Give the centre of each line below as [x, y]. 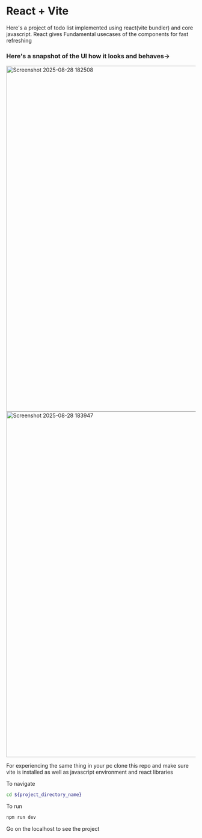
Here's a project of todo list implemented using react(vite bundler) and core [100, 28]
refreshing [19, 40]
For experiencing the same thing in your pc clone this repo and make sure [98, 766]
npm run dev [21, 818]
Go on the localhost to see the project [53, 828]
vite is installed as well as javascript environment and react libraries [90, 772]
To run [14, 806]
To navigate [21, 784]
